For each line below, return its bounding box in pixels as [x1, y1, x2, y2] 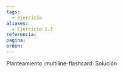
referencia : [6, 32, 37, 38]
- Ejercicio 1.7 [12, 26, 53, 32]
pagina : [6, 37, 26, 43]
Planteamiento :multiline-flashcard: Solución [6, 59, 118, 67]
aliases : [6, 20, 29, 26]
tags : [6, 9, 20, 15]
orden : [6, 43, 23, 49]
